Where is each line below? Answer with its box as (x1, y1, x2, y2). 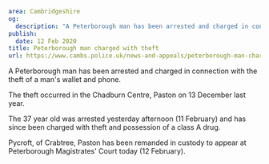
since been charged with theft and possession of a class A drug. (8, 123, 221, 132)
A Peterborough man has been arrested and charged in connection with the (8, 66, 258, 76)
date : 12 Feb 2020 (15, 37, 78, 45)
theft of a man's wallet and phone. (8, 75, 122, 84)
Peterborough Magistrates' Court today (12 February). (8, 146, 186, 156)
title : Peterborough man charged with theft (8, 45, 159, 53)
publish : (8, 29, 38, 37)
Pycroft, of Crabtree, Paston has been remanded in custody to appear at (8, 138, 247, 147)
